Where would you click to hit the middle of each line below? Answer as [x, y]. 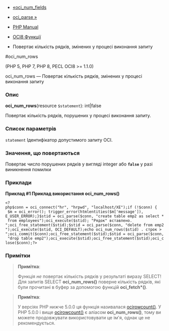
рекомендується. [36, 323]
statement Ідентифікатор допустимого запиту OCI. [59, 140]
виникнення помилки [28, 169]
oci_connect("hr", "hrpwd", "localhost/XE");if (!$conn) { [94, 208]
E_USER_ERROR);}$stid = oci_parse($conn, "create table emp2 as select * [85, 216]
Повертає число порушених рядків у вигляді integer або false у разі [79, 164]
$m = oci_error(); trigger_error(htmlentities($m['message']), [75, 212]
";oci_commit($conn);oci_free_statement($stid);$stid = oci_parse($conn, [85, 234]
